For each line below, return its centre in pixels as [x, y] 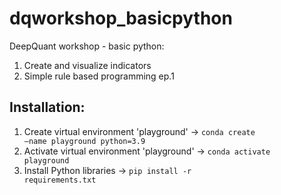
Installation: [47, 107]
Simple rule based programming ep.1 [99, 76]
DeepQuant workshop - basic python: [87, 46]
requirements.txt [60, 180]
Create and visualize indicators [87, 65]
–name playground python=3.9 [84, 141]
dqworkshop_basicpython [121, 18]
